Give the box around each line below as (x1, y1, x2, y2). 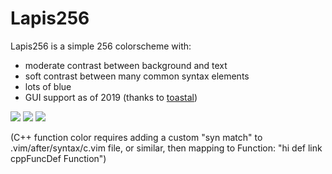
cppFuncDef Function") (10, 152, 107, 164)
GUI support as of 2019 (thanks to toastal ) (24, 91, 198, 103)
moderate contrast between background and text (24, 59, 228, 71)
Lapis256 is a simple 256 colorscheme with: (10, 40, 192, 52)
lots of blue (24, 80, 72, 92)
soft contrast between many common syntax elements (24, 70, 250, 82)
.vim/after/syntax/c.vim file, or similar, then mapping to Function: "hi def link (10, 142, 323, 154)
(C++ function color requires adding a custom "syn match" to (10, 131, 263, 143)
